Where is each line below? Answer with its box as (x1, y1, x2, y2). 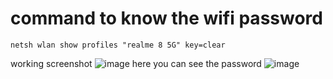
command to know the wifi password (10, 7, 323, 30)
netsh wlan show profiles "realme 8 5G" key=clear (10, 40, 226, 50)
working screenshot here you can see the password (10, 57, 262, 69)
